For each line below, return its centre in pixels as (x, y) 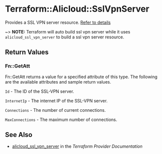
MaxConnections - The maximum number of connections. (61, 120)
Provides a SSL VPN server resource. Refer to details (58, 22)
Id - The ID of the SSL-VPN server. (40, 91)
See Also (19, 135)
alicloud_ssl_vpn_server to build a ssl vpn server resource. (65, 37)
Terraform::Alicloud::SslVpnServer (77, 9)
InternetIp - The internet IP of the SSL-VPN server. (56, 101)
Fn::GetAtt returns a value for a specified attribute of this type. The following (81, 77)
